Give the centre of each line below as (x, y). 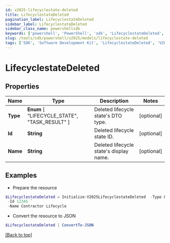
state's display (112, 151)
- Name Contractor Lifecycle (37, 206)
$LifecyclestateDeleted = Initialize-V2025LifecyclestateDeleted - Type (83, 197)
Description (114, 101)
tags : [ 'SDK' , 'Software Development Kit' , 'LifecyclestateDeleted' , (80, 43)
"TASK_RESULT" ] (48, 122)
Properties (22, 87)
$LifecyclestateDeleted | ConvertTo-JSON (50, 225)
